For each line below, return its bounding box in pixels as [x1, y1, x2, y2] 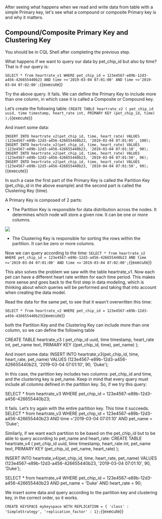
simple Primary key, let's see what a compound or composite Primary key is [5, 9, 157, 15]
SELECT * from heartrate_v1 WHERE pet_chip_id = [5, 73, 105, 78]
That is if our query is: [5, 63, 49, 70]
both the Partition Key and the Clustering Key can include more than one [5, 322, 149, 328]
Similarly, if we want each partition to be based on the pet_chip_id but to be [5, 430, 156, 436]
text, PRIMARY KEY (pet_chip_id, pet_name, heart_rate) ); [5, 446, 120, 451]
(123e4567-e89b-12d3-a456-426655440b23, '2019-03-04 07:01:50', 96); [5, 155, 149, 160]
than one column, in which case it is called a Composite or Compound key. [5, 96, 154, 102]
